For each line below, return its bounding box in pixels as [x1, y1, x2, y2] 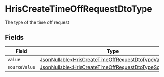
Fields [5, 33, 24, 42]
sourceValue [7, 64, 36, 70]
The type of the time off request [5, 19, 69, 25]
